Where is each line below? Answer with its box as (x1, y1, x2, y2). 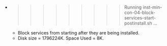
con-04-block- (124, 9, 156, 15)
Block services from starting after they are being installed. (17, 30, 140, 35)
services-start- (124, 15, 156, 20)
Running (124, 4, 142, 10)
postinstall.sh (124, 20, 152, 26)
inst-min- (142, 4, 162, 10)
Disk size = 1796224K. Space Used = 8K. (17, 35, 104, 41)
